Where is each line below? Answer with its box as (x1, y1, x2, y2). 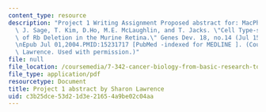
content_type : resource (8, 11, 87, 20)
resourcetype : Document (8, 77, 87, 85)
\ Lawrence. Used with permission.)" (15, 48, 140, 56)
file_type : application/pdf (8, 70, 101, 78)
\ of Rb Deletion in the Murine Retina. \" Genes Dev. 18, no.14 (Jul (15, 33, 249, 42)
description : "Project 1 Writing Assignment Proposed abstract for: (8, 19, 239, 27)
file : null (8, 56, 44, 64)
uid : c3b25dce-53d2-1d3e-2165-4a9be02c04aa (8, 92, 154, 100)
